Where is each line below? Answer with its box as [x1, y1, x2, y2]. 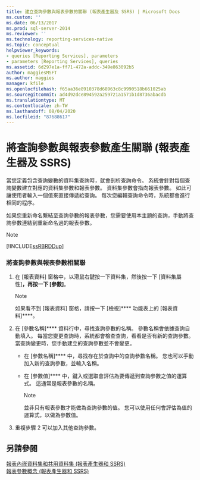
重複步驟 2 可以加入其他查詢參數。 [14, 424, 100, 431]
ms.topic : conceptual [6, 42, 60, 48]
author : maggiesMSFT [6, 70, 58, 76]
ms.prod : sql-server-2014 [6, 25, 70, 32]
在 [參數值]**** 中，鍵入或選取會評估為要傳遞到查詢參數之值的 [23, 372, 177, 379]
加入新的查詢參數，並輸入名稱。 [23, 360, 102, 367]
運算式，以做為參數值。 [23, 412, 82, 419]
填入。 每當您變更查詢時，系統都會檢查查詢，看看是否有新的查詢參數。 [20, 332, 194, 340]
